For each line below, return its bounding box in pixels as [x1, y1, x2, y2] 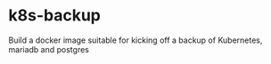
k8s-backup [8, 5, 102, 26]
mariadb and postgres [8, 44, 90, 54]
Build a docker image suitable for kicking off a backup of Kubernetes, [8, 35, 263, 45]
